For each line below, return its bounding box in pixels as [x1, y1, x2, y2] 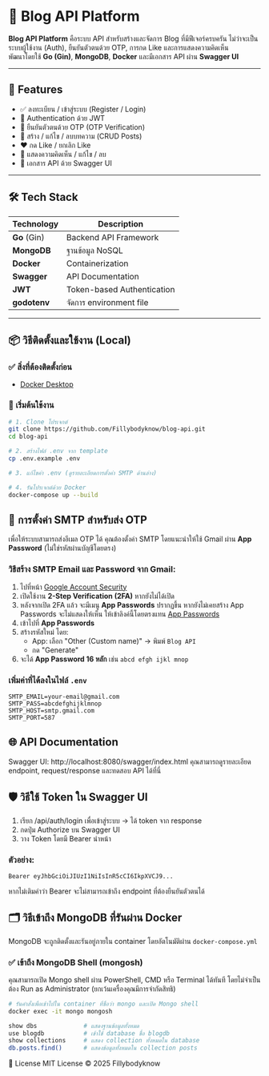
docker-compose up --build [8, 491, 98, 499]
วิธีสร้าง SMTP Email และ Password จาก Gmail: [8, 564, 176, 575]
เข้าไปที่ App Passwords [19, 618, 94, 628]
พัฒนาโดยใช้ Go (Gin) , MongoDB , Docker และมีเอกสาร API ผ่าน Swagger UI [8, 51, 239, 61]
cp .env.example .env [8, 455, 81, 463]
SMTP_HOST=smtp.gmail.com [8, 706, 94, 715]
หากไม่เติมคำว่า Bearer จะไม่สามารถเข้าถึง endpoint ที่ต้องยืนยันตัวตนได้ [8, 886, 206, 896]
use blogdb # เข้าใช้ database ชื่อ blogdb [8, 1029, 171, 1038]
